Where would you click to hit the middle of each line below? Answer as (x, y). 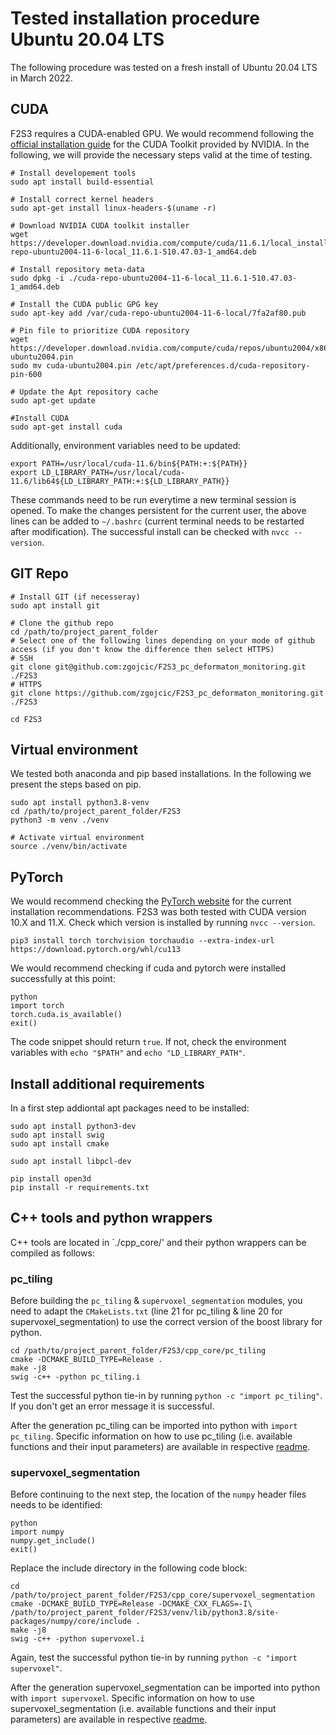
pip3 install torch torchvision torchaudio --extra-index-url (142, 941)
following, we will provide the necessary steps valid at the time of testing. (161, 154)
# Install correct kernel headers (82, 199)
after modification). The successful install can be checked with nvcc (150, 531)
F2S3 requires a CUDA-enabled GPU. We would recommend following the (162, 133)
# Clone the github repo (62, 623)
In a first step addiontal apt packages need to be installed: (130, 1108)
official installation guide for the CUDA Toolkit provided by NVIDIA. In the (160, 144)
